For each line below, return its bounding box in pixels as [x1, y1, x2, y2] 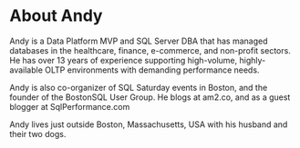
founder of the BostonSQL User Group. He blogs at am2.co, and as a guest [9, 92, 291, 103]
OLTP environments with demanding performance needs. [45, 64, 260, 75]
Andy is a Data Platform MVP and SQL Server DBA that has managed [9, 35, 268, 46]
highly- [239, 54, 266, 65]
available [9, 64, 44, 75]
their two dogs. [9, 128, 67, 139]
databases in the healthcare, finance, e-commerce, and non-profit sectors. [9, 44, 292, 55]
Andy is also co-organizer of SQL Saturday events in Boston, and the [9, 82, 268, 93]
